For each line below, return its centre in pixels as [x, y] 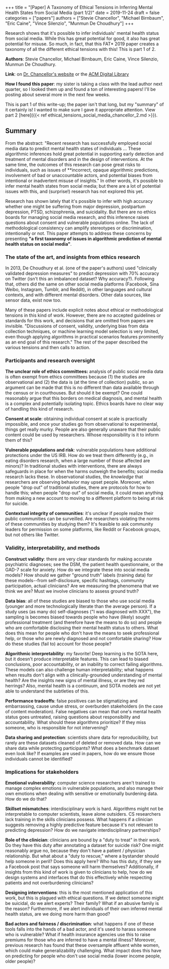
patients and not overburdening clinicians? [49, 883]
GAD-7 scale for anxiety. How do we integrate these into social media [77, 569]
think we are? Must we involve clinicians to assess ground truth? [72, 591]
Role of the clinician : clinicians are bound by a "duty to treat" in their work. [83, 840]
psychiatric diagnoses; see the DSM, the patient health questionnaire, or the [84, 564]
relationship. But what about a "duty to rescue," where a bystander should [82, 856]
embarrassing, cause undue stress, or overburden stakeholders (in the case [84, 706]
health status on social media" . [39, 244]
